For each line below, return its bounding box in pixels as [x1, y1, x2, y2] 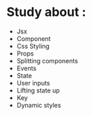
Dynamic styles [16, 101, 61, 109]
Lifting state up [16, 86, 60, 94]
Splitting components [16, 56, 78, 65]
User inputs [16, 78, 50, 87]
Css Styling [16, 42, 50, 50]
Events [16, 64, 37, 72]
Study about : [6, 4, 86, 20]
